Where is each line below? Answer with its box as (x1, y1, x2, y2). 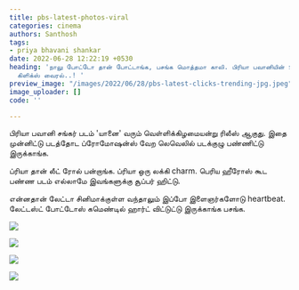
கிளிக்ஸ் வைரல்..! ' (17, 71, 85, 80)
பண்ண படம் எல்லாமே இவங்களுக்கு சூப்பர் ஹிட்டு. (9, 175, 181, 187)
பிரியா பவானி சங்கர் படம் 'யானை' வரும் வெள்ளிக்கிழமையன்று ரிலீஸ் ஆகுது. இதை (9, 128, 287, 139)
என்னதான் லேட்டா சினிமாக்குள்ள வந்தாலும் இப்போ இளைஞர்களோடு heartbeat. (9, 193, 287, 205)
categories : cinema (9, 21, 82, 30)
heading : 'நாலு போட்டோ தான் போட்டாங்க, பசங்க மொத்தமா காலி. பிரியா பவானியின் (9, 63, 285, 72)
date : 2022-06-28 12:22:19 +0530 (9, 54, 133, 63)
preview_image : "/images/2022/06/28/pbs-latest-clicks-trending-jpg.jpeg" (9, 79, 293, 88)
